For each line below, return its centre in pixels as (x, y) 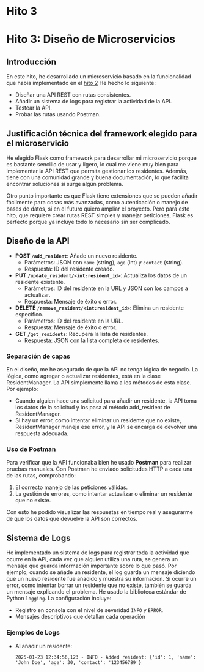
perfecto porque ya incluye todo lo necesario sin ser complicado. (88, 222)
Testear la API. (33, 108)
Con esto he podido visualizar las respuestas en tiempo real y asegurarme (100, 512)
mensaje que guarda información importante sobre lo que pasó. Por (92, 566)
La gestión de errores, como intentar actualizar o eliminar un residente (104, 494)
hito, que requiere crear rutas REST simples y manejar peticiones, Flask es (100, 215)
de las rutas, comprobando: (41, 476)
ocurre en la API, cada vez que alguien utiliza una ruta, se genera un (92, 559)
